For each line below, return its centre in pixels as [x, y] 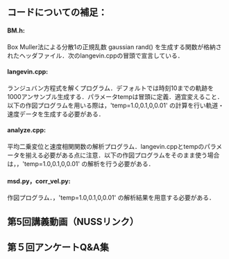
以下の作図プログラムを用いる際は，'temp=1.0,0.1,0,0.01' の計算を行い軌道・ [116, 105]
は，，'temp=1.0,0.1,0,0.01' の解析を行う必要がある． [81, 164]
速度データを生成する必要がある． [56, 114]
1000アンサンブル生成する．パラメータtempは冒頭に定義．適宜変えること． [115, 96]
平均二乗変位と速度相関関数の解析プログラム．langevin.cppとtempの [106, 146]
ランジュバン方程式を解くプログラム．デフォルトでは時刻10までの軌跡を [110, 88]
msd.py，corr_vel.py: [39, 181]
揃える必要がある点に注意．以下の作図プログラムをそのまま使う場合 [122, 155]
